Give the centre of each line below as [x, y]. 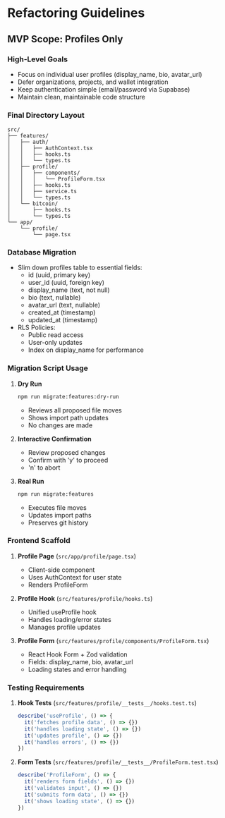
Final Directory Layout [46, 115]
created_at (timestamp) [62, 312]
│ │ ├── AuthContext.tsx [50, 148]
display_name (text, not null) [69, 290]
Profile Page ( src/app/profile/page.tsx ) [77, 556]
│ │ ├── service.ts [42, 192]
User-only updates [55, 343]
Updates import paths [60, 515]
